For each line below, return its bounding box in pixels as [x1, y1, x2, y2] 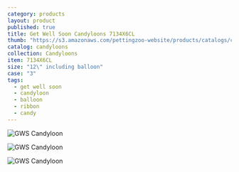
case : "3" [7, 70, 37, 77]
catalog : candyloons [7, 43, 69, 50]
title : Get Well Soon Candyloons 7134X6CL [7, 30, 135, 38]
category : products [7, 10, 65, 18]
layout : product [7, 17, 55, 24]
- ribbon [14, 103, 40, 110]
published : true [7, 23, 55, 31]
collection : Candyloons [7, 50, 78, 58]
